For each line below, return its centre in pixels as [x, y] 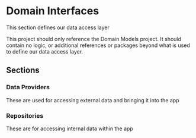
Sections [23, 70]
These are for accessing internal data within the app [70, 128]
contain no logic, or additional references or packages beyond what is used [98, 45]
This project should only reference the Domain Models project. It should [94, 39]
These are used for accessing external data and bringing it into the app [93, 100]
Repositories [25, 115]
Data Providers [28, 87]
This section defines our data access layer [58, 27]
